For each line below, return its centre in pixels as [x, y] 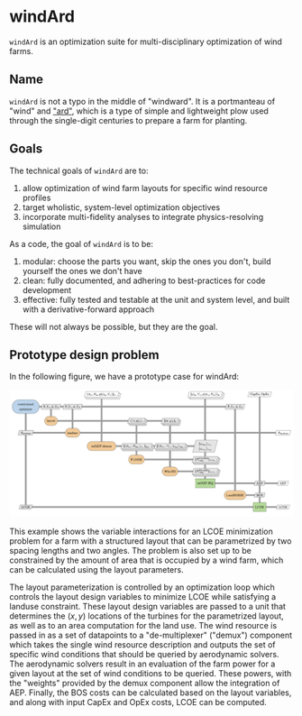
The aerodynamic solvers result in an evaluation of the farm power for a [142, 664]
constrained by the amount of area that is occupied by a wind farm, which [146, 560]
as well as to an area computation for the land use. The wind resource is [143, 625]
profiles [37, 197]
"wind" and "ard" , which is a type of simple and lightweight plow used [139, 111]
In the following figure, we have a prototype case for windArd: [124, 377]
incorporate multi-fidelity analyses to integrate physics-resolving [143, 216]
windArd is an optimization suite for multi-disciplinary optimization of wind [146, 41]
